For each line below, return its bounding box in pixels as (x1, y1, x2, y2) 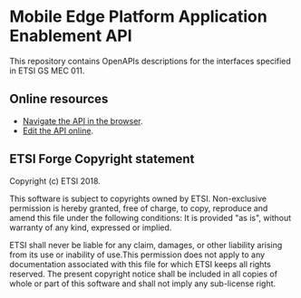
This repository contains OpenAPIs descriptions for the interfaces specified (9, 55, 292, 66)
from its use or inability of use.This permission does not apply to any (9, 249, 266, 260)
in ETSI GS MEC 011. (9, 65, 85, 76)
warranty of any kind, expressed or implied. (9, 222, 172, 233)
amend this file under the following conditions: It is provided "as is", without (9, 212, 292, 223)
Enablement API (9, 25, 133, 46)
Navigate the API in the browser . (22, 115, 143, 126)
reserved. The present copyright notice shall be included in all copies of (9, 268, 278, 279)
